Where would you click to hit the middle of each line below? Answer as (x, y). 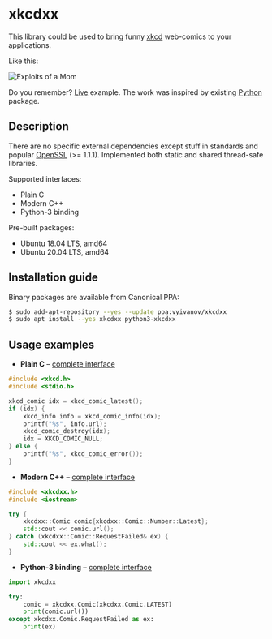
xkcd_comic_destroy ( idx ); (67, 431)
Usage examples (52, 344)
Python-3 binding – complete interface (86, 567)
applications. (30, 45)
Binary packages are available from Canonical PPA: (94, 297)
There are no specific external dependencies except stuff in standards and (133, 146)
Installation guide (54, 278)
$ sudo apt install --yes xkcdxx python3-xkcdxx (92, 319)
